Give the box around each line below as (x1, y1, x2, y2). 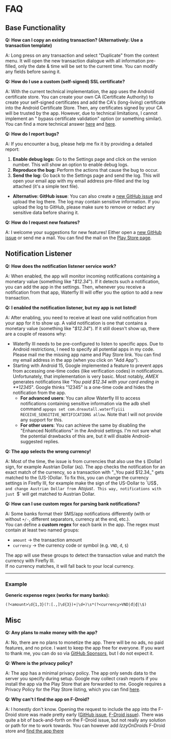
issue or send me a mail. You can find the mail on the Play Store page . (5, 235, 152, 241)
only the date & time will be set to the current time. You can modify (18, 63, 158, 69)
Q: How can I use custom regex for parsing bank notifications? (5, 500, 140, 506)
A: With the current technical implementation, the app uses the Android (5, 88, 154, 95)
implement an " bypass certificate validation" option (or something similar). (5, 116, 163, 122)
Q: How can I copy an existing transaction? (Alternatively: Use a (5, 37, 144, 43)
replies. (44, 438, 60, 445)
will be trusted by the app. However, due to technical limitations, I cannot (5, 110, 158, 116)
